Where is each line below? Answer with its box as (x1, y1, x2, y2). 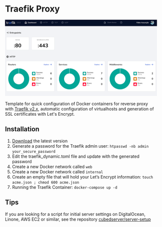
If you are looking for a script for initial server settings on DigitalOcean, (5, 211, 146, 217)
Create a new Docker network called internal (12, 168, 104, 175)
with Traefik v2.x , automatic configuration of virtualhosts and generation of (5, 106, 154, 112)
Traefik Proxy (5, 3, 60, 15)
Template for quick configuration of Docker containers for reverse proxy (5, 101, 148, 106)
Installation (5, 125, 40, 134)
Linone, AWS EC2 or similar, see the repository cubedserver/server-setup (5, 216, 151, 222)
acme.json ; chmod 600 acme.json (12, 180, 80, 185)
